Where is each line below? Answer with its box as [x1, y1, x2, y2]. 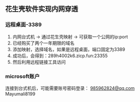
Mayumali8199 [5, 90, 36, 97]
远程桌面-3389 [5, 21, 42, 28]
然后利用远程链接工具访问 [12, 59, 66, 65]
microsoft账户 [5, 73, 40, 80]
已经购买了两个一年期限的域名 [12, 40, 75, 46]
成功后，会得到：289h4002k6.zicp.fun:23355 [12, 53, 108, 59]
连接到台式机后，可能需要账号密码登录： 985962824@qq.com [5, 85, 135, 91]
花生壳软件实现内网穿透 [5, 5, 78, 14]
